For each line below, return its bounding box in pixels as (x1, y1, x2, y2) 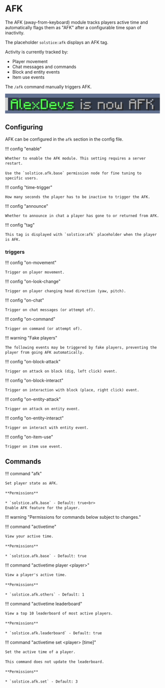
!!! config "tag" (5, 222, 35, 228)
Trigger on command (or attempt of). (5, 326, 82, 331)
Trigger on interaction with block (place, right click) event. (5, 388, 139, 393)
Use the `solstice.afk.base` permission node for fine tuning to (5, 171, 141, 176)
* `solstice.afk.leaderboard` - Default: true (5, 630, 102, 636)
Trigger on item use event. (5, 444, 63, 449)
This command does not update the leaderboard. (5, 659, 105, 664)
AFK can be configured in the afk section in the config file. (5, 136, 124, 142)
